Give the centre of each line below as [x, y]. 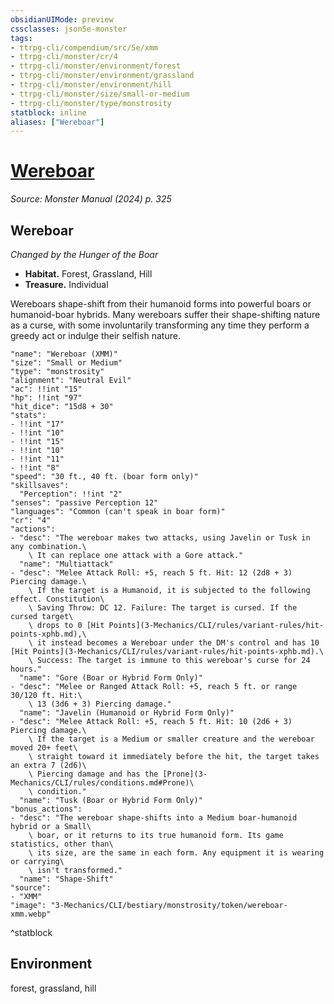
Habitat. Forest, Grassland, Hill [88, 274]
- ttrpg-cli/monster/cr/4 [64, 57]
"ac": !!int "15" [46, 389]
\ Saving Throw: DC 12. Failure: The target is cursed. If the [163, 608]
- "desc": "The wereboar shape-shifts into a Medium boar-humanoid [154, 818]
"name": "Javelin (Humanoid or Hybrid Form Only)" [127, 713]
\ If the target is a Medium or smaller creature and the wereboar [171, 739]
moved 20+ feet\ [44, 748]
